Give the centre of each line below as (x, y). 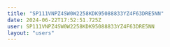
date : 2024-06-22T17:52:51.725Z (54, 20)
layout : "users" (31, 33)
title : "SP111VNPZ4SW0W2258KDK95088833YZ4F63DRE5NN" (86, 13)
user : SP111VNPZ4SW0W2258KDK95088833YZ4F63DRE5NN (81, 26)
